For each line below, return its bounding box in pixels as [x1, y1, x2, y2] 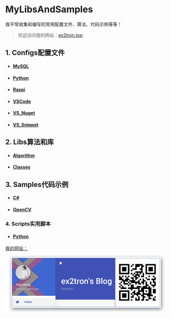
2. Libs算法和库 [5, 138, 54, 146]
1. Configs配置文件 [5, 49, 65, 57]
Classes [12, 164, 31, 170]
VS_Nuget [12, 110, 35, 116]
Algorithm [12, 152, 35, 158]
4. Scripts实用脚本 [5, 220, 51, 227]
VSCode [12, 98, 31, 104]
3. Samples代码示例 [5, 180, 69, 189]
